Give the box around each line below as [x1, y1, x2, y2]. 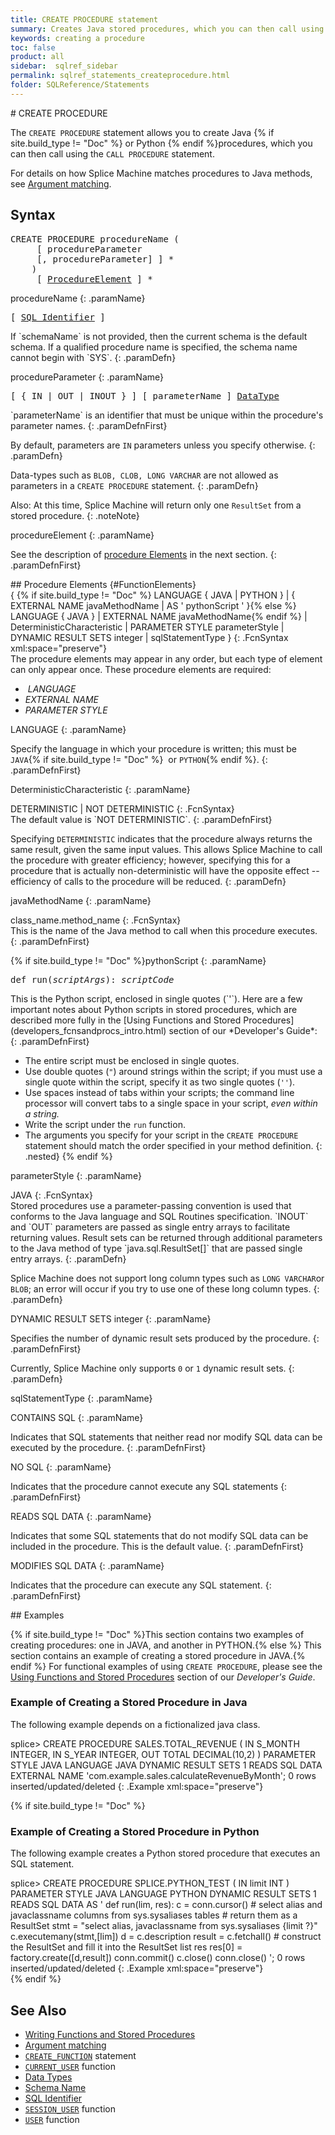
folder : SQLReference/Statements [10, 80, 150, 90]
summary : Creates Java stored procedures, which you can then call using [10, 24, 325, 34]
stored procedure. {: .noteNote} [10, 509, 140, 521]
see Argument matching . [10, 177, 112, 190]
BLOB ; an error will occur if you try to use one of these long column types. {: [10, 1282, 320, 1295]
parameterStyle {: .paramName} [10, 1169, 142, 1181]
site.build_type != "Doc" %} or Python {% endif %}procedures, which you [10, 137, 313, 149]
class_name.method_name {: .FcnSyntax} [10, 914, 182, 926]
